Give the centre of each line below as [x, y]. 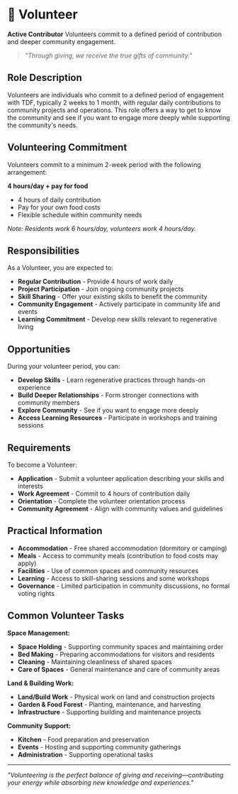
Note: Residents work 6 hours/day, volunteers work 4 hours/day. [102, 228]
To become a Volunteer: [42, 465]
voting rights [36, 593]
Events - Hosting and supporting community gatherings [99, 747]
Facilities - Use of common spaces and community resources [108, 570]
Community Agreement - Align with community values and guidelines [120, 509]
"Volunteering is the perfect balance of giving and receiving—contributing [116, 775]
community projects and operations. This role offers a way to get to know [114, 110]
